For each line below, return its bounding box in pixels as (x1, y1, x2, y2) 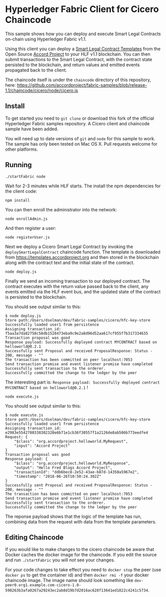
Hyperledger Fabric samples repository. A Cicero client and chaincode (5, 120, 150, 126)
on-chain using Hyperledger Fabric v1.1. (5, 36, 87, 42)
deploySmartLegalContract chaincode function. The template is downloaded (5, 249, 161, 255)
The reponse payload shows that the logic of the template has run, (5, 513, 142, 519)
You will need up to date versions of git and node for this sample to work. (5, 135, 156, 141)
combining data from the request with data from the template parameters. (5, 518, 157, 524)
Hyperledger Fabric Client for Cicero (5, 4, 159, 15)
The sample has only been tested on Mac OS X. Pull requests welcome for (5, 141, 158, 147)
